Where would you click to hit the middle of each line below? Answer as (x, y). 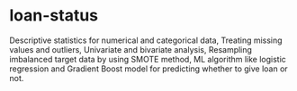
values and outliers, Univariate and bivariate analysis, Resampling (130, 49)
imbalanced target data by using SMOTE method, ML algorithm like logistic (148, 59)
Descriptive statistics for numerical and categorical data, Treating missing (146, 40)
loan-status (54, 16)
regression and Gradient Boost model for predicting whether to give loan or (148, 69)
